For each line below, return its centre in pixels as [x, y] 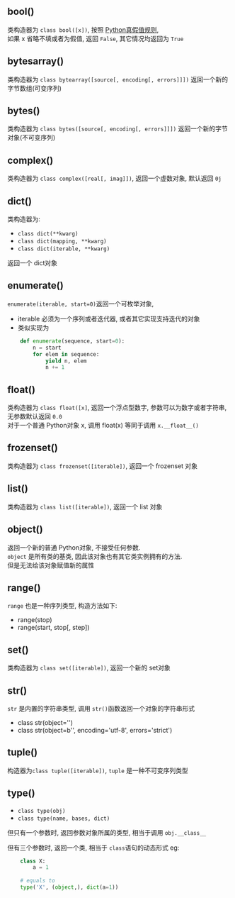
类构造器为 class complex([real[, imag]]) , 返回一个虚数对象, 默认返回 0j [114, 178]
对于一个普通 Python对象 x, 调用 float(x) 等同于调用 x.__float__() [103, 426]
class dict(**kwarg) [48, 234]
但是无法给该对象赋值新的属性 [51, 565]
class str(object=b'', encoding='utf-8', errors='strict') [95, 730]
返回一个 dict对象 [33, 263]
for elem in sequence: [66, 354]
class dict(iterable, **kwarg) [64, 249]
